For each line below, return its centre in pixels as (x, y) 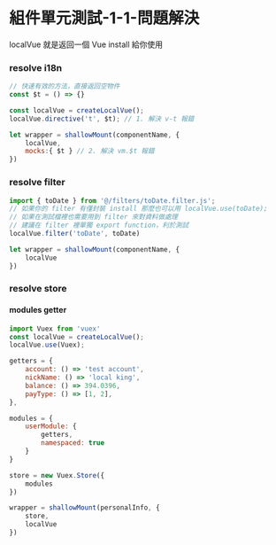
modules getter (38, 310)
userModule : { (51, 426)
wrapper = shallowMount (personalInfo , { (85, 508)
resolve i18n (36, 67)
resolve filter (37, 183)
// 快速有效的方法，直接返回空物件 (65, 86)
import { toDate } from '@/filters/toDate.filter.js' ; (112, 200)
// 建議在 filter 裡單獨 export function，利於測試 (99, 226)
